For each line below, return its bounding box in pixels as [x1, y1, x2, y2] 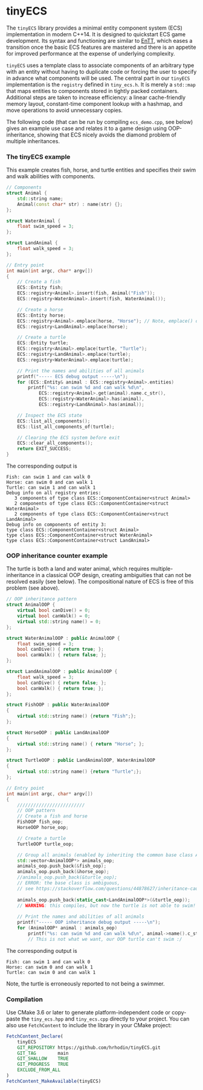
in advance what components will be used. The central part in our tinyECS [6, 74, 190, 82]
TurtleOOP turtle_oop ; [17, 841, 74, 847]
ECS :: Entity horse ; [17, 312, 66, 318]
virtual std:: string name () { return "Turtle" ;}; [17, 769, 142, 775]
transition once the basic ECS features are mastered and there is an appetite [6, 44, 196, 51]
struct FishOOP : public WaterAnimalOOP [6, 702, 110, 708]
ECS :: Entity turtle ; [17, 340, 69, 346]
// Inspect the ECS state [17, 412, 83, 418]
